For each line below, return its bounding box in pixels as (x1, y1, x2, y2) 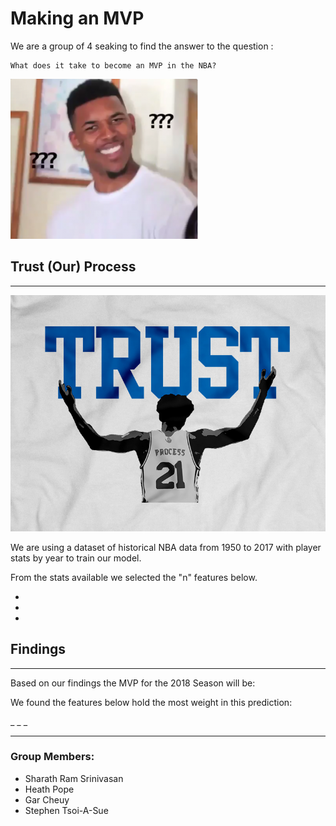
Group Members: (10, 750, 95, 764)
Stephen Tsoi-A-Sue (24, 804, 109, 816)
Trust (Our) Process (10, 258, 137, 276)
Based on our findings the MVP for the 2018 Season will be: (10, 677, 256, 689)
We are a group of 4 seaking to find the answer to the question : (10, 40, 274, 52)
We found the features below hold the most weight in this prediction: (10, 696, 293, 708)
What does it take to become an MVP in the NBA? (10, 60, 217, 71)
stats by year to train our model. (10, 552, 142, 564)
